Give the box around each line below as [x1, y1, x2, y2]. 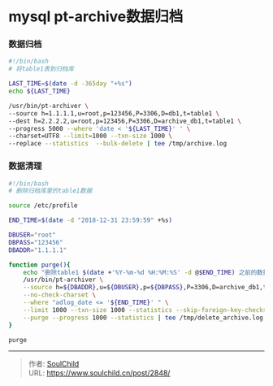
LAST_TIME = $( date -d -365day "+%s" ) [8, 80, 132, 88]
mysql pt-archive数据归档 [8, 7, 184, 26]
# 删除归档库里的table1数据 [8, 187, 93, 195]
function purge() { [8, 261, 71, 269]
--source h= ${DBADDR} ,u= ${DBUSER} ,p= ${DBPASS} [23, 284, 184, 292]
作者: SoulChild [28, 359, 80, 369]
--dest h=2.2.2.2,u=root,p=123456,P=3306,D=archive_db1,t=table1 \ [8, 117, 242, 125]
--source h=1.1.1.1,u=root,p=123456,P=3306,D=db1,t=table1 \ [8, 109, 220, 118]
